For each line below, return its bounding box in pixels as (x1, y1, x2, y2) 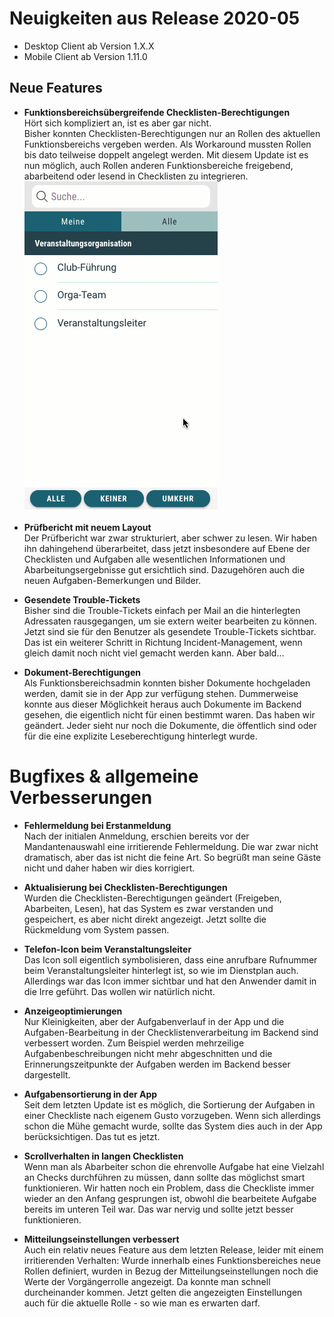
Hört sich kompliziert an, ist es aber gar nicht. (23, 117, 212, 129)
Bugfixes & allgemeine (9, 765, 199, 787)
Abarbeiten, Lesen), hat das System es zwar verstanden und (23, 902, 274, 914)
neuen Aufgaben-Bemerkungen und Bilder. (23, 574, 202, 586)
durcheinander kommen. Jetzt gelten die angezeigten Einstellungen (23, 1286, 303, 1298)
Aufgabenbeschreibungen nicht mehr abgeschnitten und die (23, 1047, 273, 1059)
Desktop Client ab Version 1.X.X (23, 40, 155, 52)
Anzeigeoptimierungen (23, 1005, 123, 1017)
